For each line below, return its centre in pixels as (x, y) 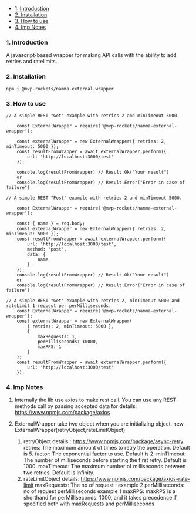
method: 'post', (47, 249)
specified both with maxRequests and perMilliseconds (89, 504)
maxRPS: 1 (49, 347)
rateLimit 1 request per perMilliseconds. (59, 306)
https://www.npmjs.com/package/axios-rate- (136, 479)
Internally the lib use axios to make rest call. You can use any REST (95, 400)
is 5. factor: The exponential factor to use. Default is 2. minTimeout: (105, 454)
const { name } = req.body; (51, 223)
